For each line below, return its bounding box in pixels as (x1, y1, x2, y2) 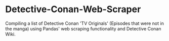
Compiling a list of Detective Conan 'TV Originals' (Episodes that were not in (5, 20, 164, 26)
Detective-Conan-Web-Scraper (5, 4, 141, 15)
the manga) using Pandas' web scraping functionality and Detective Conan (5, 25, 161, 31)
